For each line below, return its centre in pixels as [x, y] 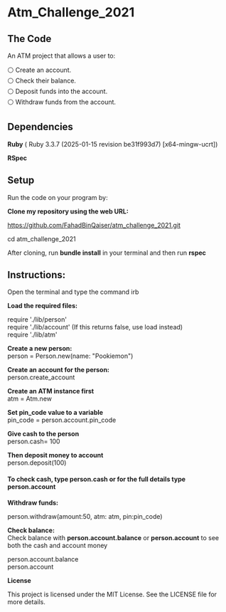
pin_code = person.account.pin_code [62, 420]
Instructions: [37, 275]
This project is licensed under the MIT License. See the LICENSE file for [112, 594]
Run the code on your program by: [58, 197]
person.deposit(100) [37, 463]
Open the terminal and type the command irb [73, 292]
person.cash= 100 [34, 441]
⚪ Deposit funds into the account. [58, 91]
